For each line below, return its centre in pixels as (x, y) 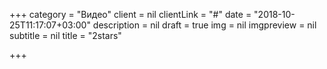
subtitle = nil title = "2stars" (65, 35)
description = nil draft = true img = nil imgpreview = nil (204, 25)
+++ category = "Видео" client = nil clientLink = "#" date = (130, 14)
